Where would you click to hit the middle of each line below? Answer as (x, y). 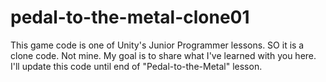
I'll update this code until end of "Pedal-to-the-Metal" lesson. (136, 66)
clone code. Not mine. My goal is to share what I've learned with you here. (163, 55)
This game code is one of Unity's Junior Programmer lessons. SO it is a (157, 45)
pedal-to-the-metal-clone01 (130, 17)
